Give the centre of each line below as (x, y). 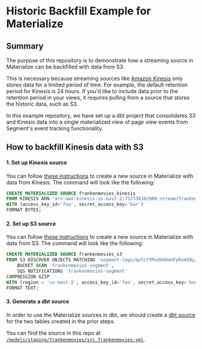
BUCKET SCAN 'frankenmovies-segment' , (66, 266)
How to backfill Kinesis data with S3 (75, 147)
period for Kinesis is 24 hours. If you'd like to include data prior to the (92, 91)
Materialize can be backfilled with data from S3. (66, 67)
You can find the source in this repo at (54, 333)
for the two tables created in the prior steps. (61, 321)
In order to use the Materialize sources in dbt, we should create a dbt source (101, 315)
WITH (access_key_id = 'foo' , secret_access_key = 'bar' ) (75, 205)
